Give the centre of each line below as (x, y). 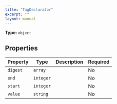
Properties (21, 48)
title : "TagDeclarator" (29, 10)
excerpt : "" (17, 14)
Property (18, 62)
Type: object (18, 33)
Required (99, 62)
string (41, 94)
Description (69, 62)
